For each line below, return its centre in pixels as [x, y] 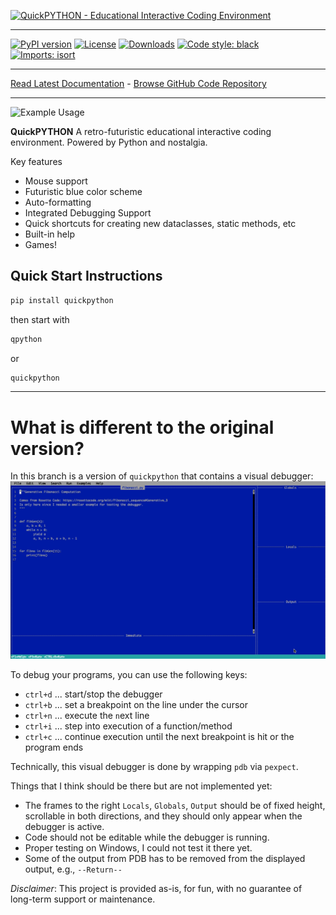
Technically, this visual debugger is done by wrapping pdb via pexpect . [154, 767]
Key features [36, 161]
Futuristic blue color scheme [83, 191]
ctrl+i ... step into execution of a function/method [128, 726]
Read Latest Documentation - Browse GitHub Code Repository [138, 83]
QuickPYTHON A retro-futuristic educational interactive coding [141, 131]
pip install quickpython [62, 300]
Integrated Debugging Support [88, 213]
